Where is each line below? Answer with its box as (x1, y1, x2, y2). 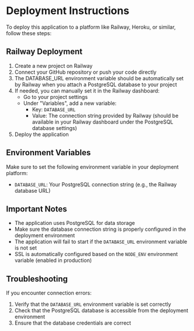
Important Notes (6, 204, 67, 214)
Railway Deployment (6, 47, 83, 57)
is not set (14, 244, 37, 251)
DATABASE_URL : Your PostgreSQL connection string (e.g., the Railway (14, 180, 177, 188)
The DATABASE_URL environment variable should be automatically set (14, 74, 184, 81)
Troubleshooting (6, 274, 68, 284)
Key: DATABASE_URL (32, 105, 76, 112)
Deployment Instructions (6, 4, 130, 18)
